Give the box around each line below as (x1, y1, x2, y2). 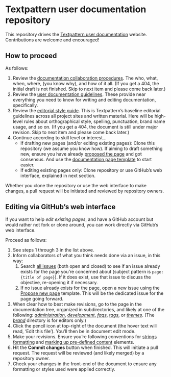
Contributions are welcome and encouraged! (5, 37, 100, 43)
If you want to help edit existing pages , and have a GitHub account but (5, 216, 154, 222)
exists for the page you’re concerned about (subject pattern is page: (20, 268, 164, 274)
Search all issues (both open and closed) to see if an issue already (20, 263, 160, 269)
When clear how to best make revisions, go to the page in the (12, 301, 142, 307)
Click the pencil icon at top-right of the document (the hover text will (12, 322, 157, 329)
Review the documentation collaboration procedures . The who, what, (12, 75, 158, 81)
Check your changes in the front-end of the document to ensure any (12, 361, 157, 367)
